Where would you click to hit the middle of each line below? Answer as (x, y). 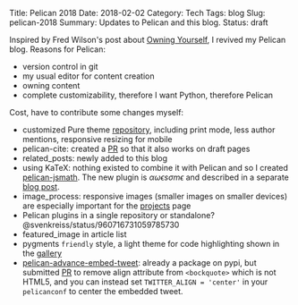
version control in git (60, 67)
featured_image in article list (74, 234)
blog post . (41, 186)
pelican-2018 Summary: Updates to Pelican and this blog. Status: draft (139, 22)
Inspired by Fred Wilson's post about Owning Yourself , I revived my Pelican (148, 40)
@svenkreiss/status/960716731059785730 (101, 225)
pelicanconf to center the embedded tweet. (102, 291)
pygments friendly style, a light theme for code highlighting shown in (151, 244)
